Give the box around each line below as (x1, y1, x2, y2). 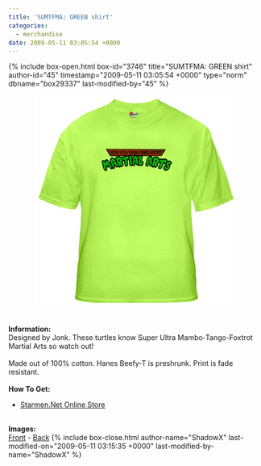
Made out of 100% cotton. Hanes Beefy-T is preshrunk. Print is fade (8, 359, 234, 368)
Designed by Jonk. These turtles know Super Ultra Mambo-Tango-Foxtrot (8, 333, 254, 342)
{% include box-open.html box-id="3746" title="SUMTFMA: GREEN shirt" (8, 61, 252, 72)
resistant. (8, 367, 39, 377)
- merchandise (15, 30, 63, 38)
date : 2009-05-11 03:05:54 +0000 (8, 39, 121, 47)
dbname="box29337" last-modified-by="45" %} (8, 79, 169, 89)
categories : (8, 21, 48, 30)
